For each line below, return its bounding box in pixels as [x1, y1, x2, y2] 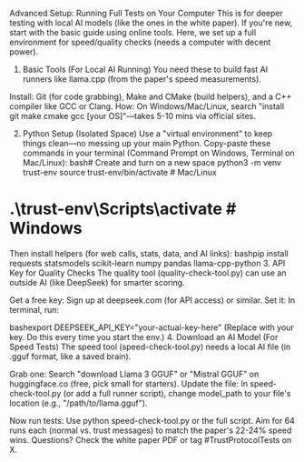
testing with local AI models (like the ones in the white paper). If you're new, [9, 17, 293, 28]
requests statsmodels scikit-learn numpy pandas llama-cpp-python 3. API [9, 257, 286, 268]
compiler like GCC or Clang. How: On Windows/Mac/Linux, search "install [9, 101, 285, 112]
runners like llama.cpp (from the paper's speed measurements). [22, 74, 261, 85]
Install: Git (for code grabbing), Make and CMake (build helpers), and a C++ [9, 91, 292, 102]
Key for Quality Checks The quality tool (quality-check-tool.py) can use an [9, 267, 287, 278]
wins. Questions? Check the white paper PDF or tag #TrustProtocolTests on [9, 434, 292, 445]
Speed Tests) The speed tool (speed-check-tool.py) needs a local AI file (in [9, 341, 291, 352]
